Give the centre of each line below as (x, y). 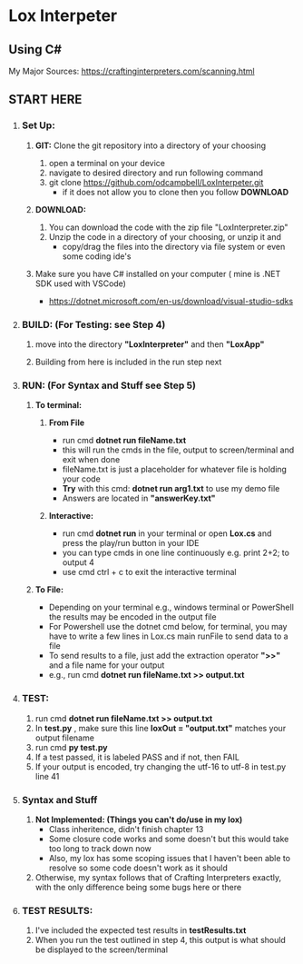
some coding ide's (97, 256)
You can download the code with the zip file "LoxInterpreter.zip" (168, 227)
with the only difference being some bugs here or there (138, 887)
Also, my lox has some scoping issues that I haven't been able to (170, 858)
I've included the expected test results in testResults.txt (141, 930)
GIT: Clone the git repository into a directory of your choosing (151, 145)
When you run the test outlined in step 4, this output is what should (161, 940)
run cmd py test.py (71, 747)
